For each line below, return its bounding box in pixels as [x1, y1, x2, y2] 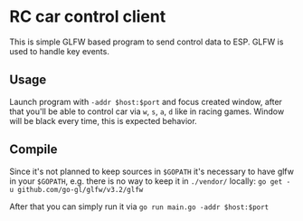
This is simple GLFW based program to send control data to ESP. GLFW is [9, 36, 284, 47]
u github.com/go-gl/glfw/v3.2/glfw [9, 185, 144, 194]
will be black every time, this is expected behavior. [9, 115, 197, 126]
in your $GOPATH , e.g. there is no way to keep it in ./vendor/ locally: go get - [9, 175, 291, 187]
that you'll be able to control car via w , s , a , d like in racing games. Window [9, 106, 285, 117]
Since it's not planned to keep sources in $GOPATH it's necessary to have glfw [9, 166, 294, 177]
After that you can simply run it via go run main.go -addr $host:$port [9, 201, 270, 212]
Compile [9, 142, 58, 158]
